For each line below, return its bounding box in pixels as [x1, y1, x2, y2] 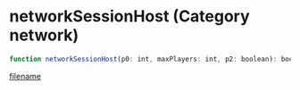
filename [9, 70, 42, 81]
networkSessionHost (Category [9, 6, 250, 27]
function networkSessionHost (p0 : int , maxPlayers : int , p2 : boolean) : [9, 54, 278, 63]
